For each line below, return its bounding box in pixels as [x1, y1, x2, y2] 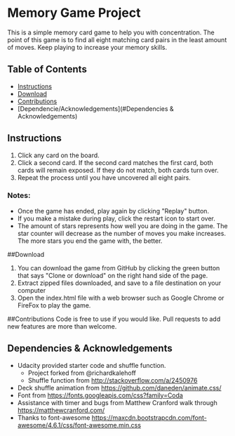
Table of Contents [7, 63, 88, 75]
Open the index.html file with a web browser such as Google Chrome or [17, 293, 224, 302]
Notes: [7, 191, 31, 201]
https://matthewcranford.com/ [17, 406, 105, 414]
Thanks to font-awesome [17, 413, 90, 422]
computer [17, 286, 46, 294]
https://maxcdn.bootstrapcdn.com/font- [91, 413, 207, 422]
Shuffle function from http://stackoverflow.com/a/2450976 [27, 376, 198, 384]
